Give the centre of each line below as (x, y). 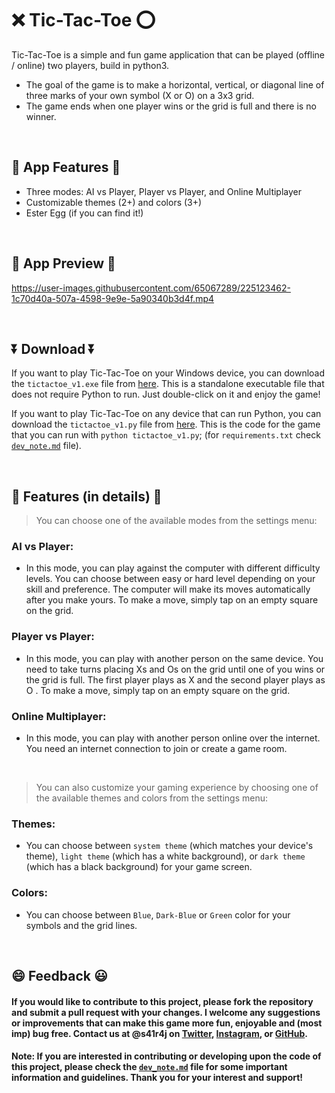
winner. (41, 116)
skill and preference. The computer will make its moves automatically (168, 589)
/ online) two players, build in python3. (90, 65)
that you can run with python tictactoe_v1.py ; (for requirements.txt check (166, 435)
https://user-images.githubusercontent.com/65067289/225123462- (151, 288)
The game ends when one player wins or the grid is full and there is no (171, 106)
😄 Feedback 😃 (59, 976)
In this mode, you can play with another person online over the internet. (173, 738)
